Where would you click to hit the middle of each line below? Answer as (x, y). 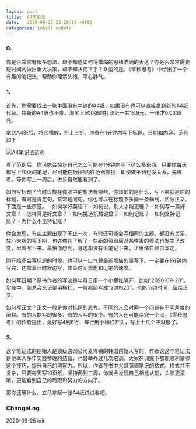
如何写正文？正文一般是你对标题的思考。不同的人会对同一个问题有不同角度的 (98, 307)
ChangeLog (23, 409)
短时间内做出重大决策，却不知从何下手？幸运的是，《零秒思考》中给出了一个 (97, 69)
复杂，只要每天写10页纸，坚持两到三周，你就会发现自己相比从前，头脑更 (93, 373)
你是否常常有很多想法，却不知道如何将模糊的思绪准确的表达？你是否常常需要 (98, 61)
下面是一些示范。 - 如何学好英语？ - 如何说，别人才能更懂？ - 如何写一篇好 (96, 206)
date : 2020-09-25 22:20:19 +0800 (49, 22)
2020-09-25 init (25, 421)
